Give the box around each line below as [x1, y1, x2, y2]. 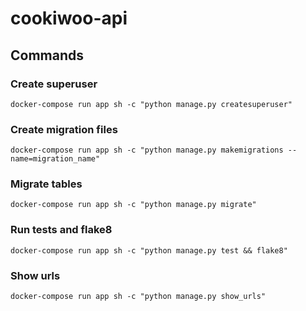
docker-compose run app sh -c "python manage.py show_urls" [10, 292, 267, 302]
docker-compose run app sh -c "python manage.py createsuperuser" [10, 99, 293, 109]
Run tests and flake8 [10, 223, 113, 237]
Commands [10, 47, 85, 64]
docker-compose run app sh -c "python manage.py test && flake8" [10, 245, 288, 256]
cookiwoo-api [10, 7, 128, 30]
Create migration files [10, 122, 118, 136]
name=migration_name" [10, 154, 101, 164]
